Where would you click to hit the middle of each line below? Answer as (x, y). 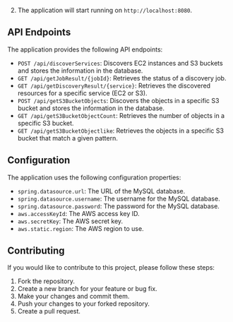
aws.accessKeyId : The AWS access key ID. (78, 213)
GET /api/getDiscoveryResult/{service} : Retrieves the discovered (114, 85)
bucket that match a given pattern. (68, 138)
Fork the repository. (46, 281)
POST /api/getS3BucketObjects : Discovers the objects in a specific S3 (118, 100)
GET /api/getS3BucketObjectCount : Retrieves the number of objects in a (121, 115)
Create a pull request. (49, 311)
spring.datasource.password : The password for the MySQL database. (119, 206)
